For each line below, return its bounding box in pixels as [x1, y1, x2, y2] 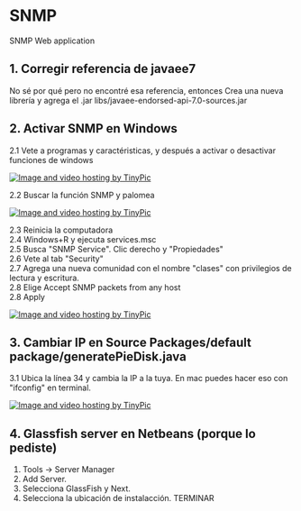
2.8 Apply [9, 291, 45, 302]
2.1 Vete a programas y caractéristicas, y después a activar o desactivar [9, 145, 277, 156]
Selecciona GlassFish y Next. [22, 483, 131, 494]
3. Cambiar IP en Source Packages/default [9, 334, 252, 350]
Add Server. [22, 474, 68, 485]
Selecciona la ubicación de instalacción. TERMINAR [22, 493, 214, 504]
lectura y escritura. [9, 272, 79, 283]
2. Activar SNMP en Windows [9, 121, 178, 136]
